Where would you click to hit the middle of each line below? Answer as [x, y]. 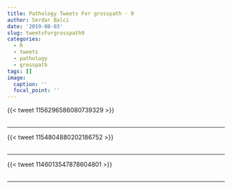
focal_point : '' [37, 90]
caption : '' [31, 84]
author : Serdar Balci [38, 20]
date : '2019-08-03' [35, 26]
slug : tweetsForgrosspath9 [46, 33]
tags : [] [20, 71]
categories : [24, 39]
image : [17, 78]
